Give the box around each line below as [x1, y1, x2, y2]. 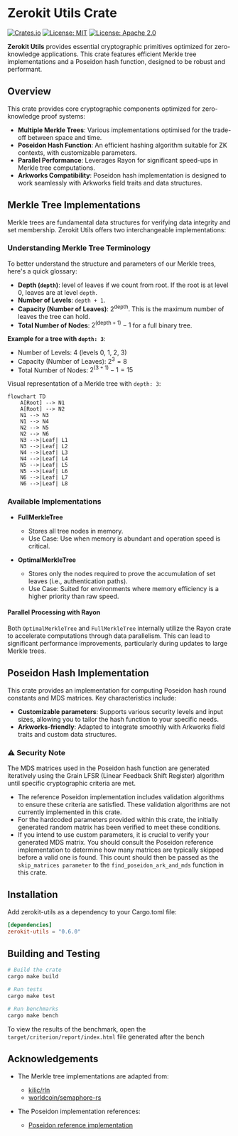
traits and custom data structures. [17, 730, 117, 738]
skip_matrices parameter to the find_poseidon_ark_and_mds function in [17, 861, 225, 870]
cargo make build [7, 973, 59, 980]
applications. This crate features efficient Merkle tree [41, 50, 197, 58]
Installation [7, 889, 58, 901]
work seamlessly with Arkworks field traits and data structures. [17, 178, 202, 187]
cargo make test [7, 992, 55, 1000]
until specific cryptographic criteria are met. [7, 779, 136, 788]
